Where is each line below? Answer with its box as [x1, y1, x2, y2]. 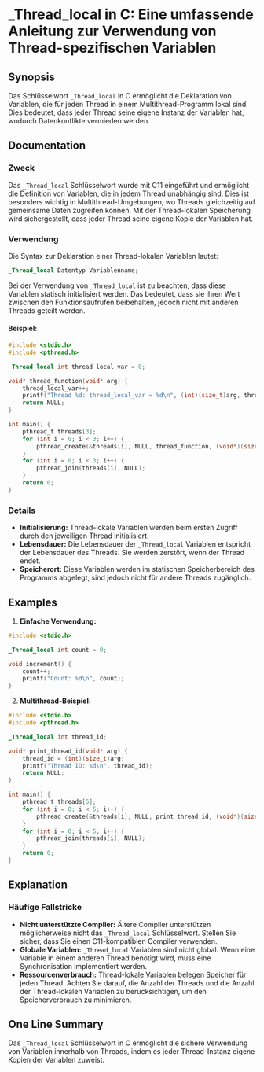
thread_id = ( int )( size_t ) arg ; [22, 754, 125, 762]
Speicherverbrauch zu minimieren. [19, 995, 132, 1004]
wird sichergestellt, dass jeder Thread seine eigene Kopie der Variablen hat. [8, 214, 254, 223]
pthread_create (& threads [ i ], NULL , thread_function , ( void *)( [36, 442, 244, 450]
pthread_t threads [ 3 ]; [22, 427, 97, 436]
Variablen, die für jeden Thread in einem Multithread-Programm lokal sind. [8, 100, 249, 109]
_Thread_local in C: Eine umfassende [8, 6, 254, 24]
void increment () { [8, 660, 72, 668]
